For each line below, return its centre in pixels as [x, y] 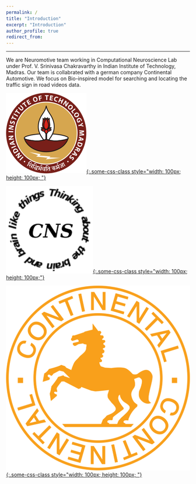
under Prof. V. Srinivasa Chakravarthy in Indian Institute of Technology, [91, 66]
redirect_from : [24, 37]
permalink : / [22, 12]
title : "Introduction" [34, 18]
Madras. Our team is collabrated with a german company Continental [89, 73]
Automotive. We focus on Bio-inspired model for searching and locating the [97, 78]
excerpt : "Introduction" [36, 25]
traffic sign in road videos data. [43, 85]
